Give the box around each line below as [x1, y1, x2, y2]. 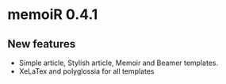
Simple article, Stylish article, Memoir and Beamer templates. [18, 58, 219, 67]
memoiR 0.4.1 [7, 6, 98, 24]
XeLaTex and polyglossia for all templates [18, 67, 155, 76]
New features [7, 37, 76, 51]
